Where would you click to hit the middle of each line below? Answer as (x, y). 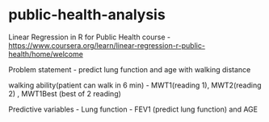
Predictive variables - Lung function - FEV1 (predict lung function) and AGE (133, 109)
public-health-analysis (87, 15)
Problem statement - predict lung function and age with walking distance (130, 69)
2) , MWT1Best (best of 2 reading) (65, 93)
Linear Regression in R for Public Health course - (90, 37)
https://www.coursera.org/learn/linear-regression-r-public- (107, 45)
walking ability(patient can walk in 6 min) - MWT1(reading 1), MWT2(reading (135, 85)
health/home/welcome (46, 54)
